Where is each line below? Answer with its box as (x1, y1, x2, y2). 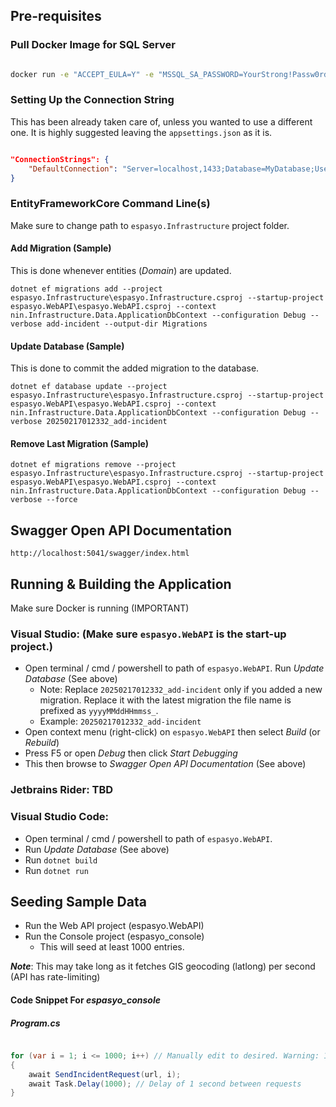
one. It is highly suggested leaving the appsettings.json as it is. (10, 126, 273, 138)
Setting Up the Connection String (10, 93, 175, 107)
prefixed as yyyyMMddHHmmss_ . (39, 705, 159, 717)
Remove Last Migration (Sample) (10, 437, 150, 449)
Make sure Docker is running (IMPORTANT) (10, 602, 190, 614)
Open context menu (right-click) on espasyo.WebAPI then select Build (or (24, 726, 321, 738)
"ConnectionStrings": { (10, 154, 110, 164)
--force (46, 495, 78, 505)
